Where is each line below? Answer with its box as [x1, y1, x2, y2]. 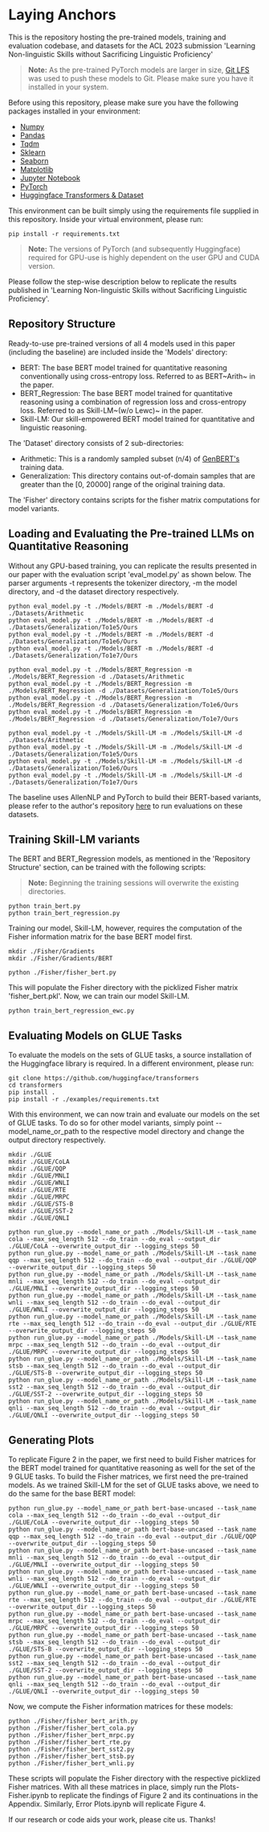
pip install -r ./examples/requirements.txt [8, 1095, 160, 1104]
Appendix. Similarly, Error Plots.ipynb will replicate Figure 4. [8, 1799, 206, 1809]
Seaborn [19, 155, 49, 166]
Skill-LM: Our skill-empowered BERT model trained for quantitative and [19, 414, 255, 423]
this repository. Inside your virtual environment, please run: [8, 214, 203, 224]
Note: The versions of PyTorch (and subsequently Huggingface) [27, 244, 241, 254]
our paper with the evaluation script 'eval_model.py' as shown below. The [8, 569, 251, 579]
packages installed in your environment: [8, 106, 141, 116]
